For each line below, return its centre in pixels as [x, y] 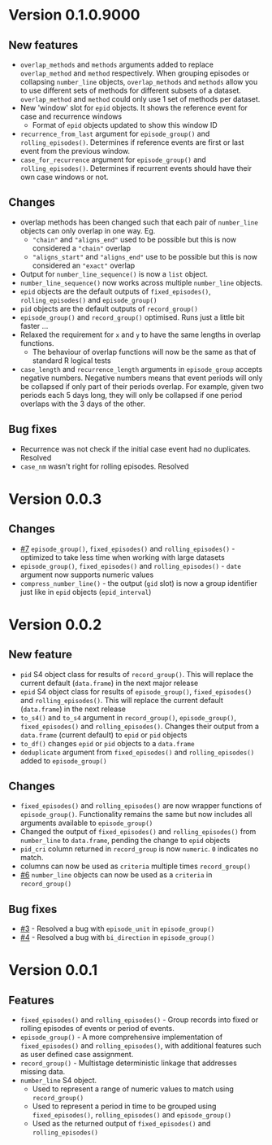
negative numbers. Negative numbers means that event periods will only [141, 378]
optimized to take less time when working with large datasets [122, 557]
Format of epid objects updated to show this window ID [125, 125]
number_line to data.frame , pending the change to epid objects [125, 841]
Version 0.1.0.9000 [74, 15]
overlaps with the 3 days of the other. [83, 404]
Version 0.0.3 [55, 499]
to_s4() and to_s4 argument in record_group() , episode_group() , [128, 717]
